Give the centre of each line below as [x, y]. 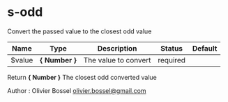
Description [117, 48]
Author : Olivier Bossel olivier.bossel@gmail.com [77, 90]
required [172, 60]
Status [172, 48]
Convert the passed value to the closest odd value [79, 31]
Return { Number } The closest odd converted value [82, 77]
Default [205, 48]
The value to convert [117, 60]
